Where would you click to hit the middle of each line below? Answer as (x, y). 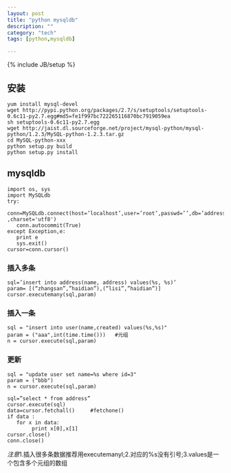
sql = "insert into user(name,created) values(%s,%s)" (87, 328)
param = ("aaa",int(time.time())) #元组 (68, 335)
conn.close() (26, 441)
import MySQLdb (29, 195)
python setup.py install (43, 152)
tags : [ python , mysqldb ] (41, 39)
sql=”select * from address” (49, 398)
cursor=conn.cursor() (38, 249)
